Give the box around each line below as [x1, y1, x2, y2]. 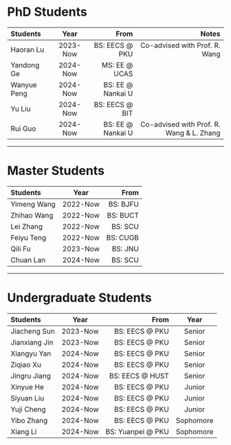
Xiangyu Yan [10, 348, 52, 358]
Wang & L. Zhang [165, 128, 221, 137]
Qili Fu [10, 244, 31, 253]
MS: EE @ [102, 60, 133, 69]
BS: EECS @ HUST [109, 371, 170, 380]
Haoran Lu [10, 45, 45, 54]
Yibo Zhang [10, 415, 48, 425]
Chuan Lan [10, 255, 46, 264]
